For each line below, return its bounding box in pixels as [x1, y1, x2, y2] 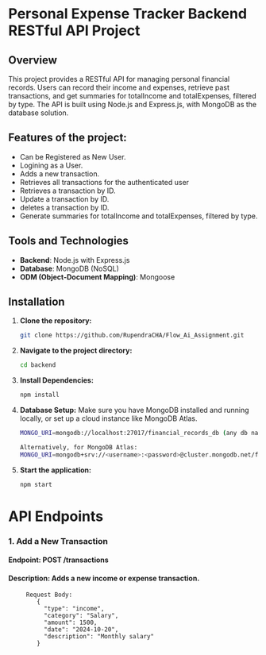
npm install [19, 391, 60, 399]
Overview [8, 53, 58, 67]
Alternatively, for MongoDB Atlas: [19, 443, 138, 451]
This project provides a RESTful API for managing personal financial [8, 75, 230, 83]
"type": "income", [43, 605, 105, 613]
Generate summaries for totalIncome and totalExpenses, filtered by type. [19, 211, 258, 221]
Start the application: [19, 465, 92, 475]
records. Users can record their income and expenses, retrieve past [8, 83, 230, 92]
